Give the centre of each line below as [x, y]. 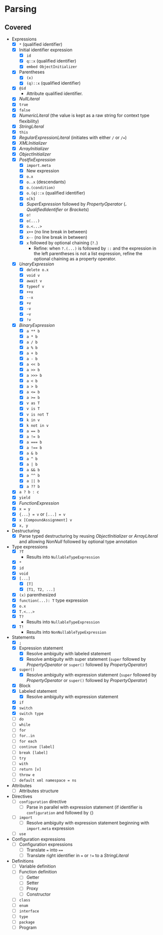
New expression [43, 171]
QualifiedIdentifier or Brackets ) [58, 210]
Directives [22, 796]
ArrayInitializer [34, 148]
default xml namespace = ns [48, 780]
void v [33, 275]
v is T [33, 409]
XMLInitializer [33, 143]
